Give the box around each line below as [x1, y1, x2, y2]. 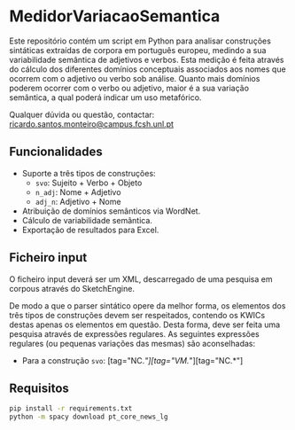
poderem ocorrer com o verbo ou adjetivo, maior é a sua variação [9, 82, 250, 93]
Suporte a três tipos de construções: [21, 168, 157, 178]
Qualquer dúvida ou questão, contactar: [9, 109, 155, 120]
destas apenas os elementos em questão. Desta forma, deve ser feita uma [9, 319, 281, 330]
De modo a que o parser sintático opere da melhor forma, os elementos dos [9, 300, 286, 311]
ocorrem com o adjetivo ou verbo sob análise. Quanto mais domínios [9, 73, 260, 83]
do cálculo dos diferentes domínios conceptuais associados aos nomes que [9, 64, 286, 74]
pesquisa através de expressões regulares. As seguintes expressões [9, 328, 260, 339]
